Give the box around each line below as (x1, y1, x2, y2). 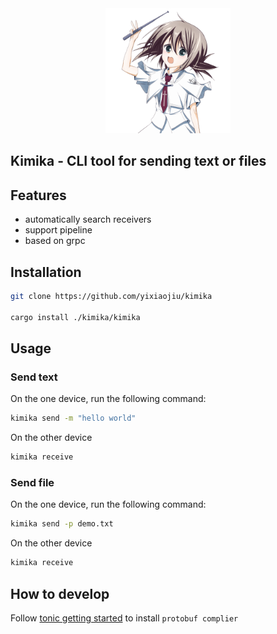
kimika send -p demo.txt (10, 519, 114, 529)
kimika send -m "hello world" (10, 413, 137, 424)
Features (10, 187, 67, 204)
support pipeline (24, 224, 93, 236)
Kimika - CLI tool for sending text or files (10, 153, 267, 170)
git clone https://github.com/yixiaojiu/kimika (10, 292, 213, 302)
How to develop (10, 585, 110, 602)
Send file (10, 476, 55, 489)
